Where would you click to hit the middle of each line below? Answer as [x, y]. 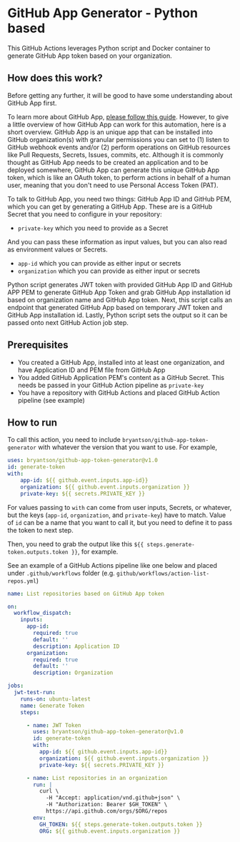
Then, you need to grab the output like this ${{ [76, 543]
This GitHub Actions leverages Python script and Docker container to [109, 48]
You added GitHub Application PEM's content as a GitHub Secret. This [121, 377]
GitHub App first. [32, 103]
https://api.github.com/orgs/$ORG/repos [106, 811]
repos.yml [22, 581]
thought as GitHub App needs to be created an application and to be [108, 162]
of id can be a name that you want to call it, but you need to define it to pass [120, 522]
